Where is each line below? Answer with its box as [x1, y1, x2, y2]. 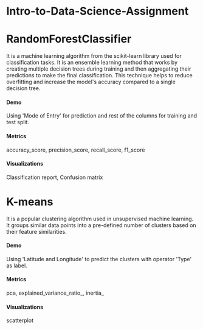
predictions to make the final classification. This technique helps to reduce [6, 72, 193, 79]
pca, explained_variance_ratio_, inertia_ [6, 289, 105, 297]
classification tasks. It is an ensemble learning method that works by [6, 59, 178, 66]
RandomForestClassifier [6, 32, 132, 46]
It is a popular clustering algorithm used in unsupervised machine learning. [6, 215, 194, 222]
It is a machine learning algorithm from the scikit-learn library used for [6, 52, 182, 60]
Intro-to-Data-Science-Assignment [6, 4, 189, 18]
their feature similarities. [6, 228, 67, 235]
